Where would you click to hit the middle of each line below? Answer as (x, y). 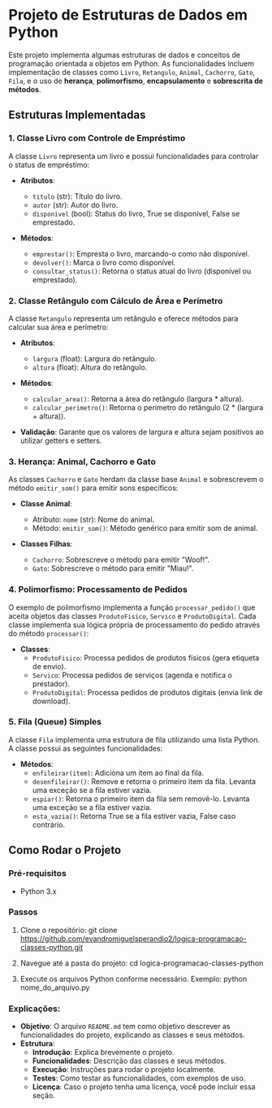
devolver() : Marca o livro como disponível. (104, 262)
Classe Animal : (46, 504)
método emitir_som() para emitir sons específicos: (93, 488)
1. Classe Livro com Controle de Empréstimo (97, 138)
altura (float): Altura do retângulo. (90, 367)
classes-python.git (52, 947)
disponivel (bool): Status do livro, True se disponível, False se (136, 213)
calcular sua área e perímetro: (58, 326)
